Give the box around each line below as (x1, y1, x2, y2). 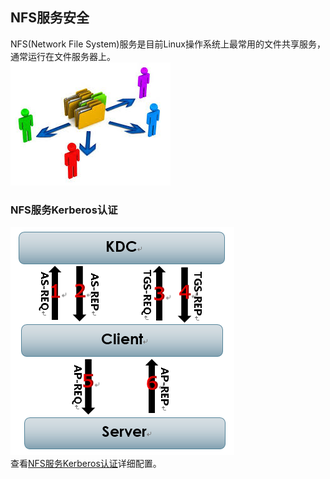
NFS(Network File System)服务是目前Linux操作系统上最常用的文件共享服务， (10, 38, 326, 50)
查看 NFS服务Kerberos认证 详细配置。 (10, 458, 162, 470)
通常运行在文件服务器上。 (10, 50, 116, 62)
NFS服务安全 (10, 9, 90, 27)
